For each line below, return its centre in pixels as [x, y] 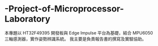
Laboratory [27, 19]
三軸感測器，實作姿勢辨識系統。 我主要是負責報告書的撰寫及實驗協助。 [75, 39]
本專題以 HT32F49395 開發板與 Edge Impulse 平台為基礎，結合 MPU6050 [79, 33]
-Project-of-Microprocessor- [64, 9]
